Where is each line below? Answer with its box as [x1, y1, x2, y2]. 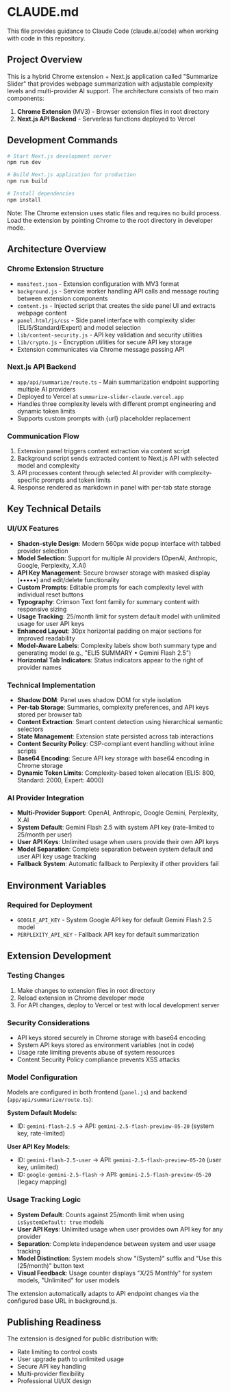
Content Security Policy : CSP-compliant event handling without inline [16, 740, 215, 748]
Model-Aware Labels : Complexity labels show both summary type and [16, 641, 217, 649]
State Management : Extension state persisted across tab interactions [16, 732, 214, 741]
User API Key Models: [7, 1142, 71, 1151]
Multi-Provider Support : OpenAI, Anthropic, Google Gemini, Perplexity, [16, 808, 219, 817]
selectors [16, 725, 44, 734]
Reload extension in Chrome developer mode [16, 994, 145, 1002]
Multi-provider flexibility [16, 1369, 85, 1378]
